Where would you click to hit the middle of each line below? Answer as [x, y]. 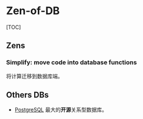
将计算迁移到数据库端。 [34, 76]
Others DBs [27, 95]
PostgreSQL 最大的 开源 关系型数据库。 [61, 110]
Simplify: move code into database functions [71, 62]
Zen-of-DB [33, 11]
